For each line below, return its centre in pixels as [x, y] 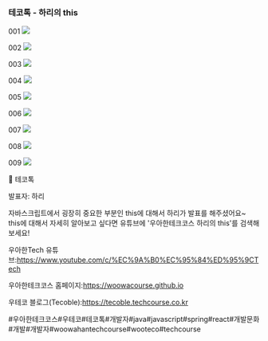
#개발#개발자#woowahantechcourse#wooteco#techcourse [104, 329]
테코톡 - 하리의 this [43, 12]
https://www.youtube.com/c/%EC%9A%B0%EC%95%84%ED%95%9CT [138, 260]
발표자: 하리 [27, 196]
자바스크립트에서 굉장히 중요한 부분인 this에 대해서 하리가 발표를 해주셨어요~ [127, 214]
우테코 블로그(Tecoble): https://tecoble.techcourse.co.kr [99, 302]
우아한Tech [26, 250]
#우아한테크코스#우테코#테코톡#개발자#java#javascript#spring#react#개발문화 [134, 319]
